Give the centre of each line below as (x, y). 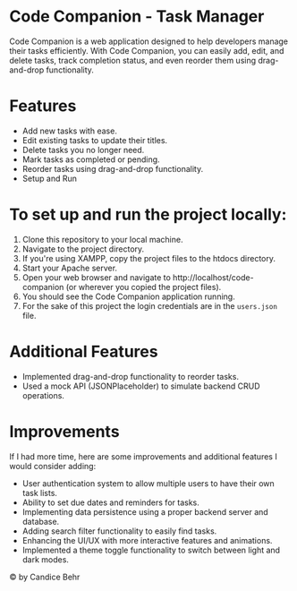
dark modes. (46, 559)
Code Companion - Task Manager (137, 17)
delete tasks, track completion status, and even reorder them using (133, 60)
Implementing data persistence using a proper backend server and (145, 511)
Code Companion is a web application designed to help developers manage (149, 41)
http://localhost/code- (213, 277)
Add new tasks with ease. (70, 131)
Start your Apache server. (70, 268)
